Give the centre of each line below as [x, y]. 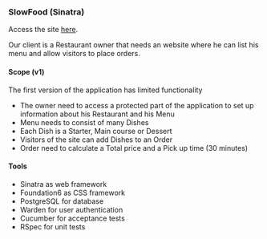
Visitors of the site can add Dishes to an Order [96, 140]
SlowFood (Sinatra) [47, 12]
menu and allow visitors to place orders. [74, 54]
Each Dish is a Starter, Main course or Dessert [96, 131]
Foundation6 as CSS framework [73, 192]
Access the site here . [43, 30]
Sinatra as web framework [63, 184]
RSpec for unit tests [53, 226]
